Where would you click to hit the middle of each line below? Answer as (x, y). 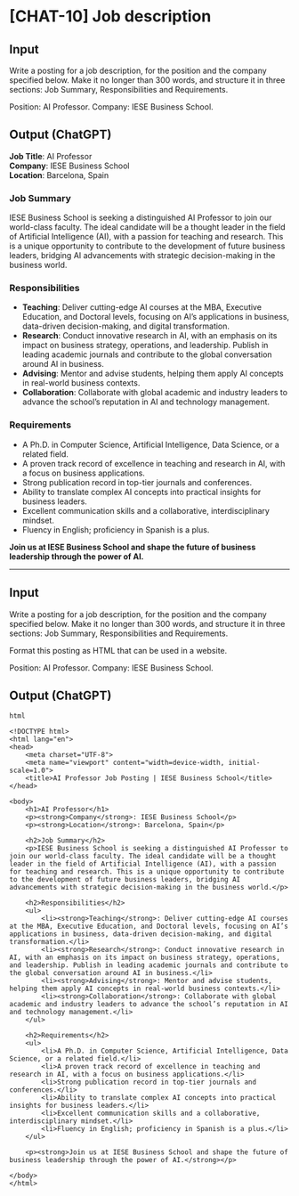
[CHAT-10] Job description (110, 16)
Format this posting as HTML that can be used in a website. (118, 650)
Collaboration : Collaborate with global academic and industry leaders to (154, 393)
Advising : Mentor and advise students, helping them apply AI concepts (153, 374)
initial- (244, 763)
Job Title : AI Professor (51, 156)
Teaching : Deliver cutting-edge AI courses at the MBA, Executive (142, 307)
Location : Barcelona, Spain (59, 175)
